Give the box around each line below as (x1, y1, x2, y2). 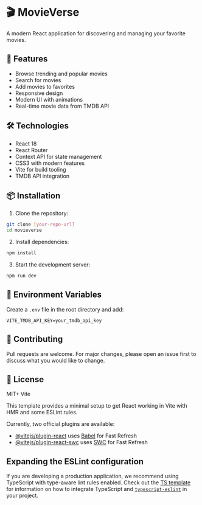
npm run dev (6, 273, 37, 279)
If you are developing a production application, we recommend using (6, 473, 179, 480)
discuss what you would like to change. (6, 357, 105, 364)
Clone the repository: (15, 210, 69, 217)
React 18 (15, 140, 37, 147)
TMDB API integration (15, 172, 70, 179)
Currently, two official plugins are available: (6, 420, 115, 428)
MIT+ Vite (6, 391, 31, 398)
